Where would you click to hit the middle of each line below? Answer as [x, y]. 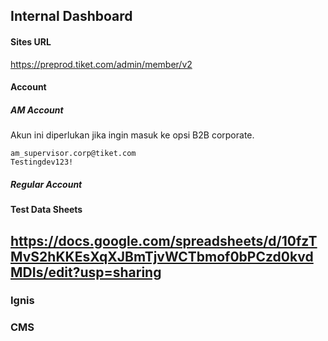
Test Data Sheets [46, 210]
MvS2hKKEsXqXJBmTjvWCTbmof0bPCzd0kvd [162, 256]
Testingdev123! [42, 162]
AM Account [37, 110]
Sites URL [31, 41]
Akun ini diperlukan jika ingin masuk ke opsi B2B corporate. [132, 135]
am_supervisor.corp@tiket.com [73, 154]
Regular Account [46, 184]
